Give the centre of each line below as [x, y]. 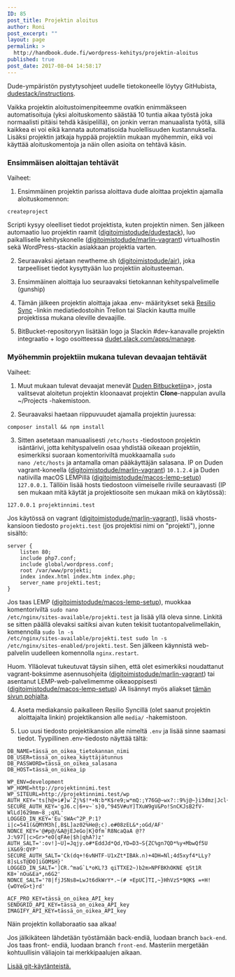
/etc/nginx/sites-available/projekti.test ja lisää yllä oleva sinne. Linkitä [115, 617]
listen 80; [36, 552]
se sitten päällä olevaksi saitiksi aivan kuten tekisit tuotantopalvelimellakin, [114, 625]
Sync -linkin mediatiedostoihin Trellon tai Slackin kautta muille [106, 310]
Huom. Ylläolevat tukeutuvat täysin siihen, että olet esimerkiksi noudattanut [115, 667]
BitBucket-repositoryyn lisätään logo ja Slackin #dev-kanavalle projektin [121, 331]
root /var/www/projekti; [56, 571]
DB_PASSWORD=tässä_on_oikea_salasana [62, 764]
